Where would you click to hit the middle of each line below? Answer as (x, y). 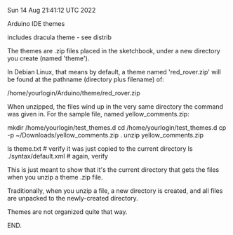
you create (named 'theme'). (48, 58)
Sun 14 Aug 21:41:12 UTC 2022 (52, 10)
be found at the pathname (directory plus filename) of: (86, 79)
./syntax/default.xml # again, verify (58, 156)
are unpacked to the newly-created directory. (73, 198)
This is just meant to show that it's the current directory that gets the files (113, 170)
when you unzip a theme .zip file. (55, 177)
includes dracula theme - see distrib (60, 37)
